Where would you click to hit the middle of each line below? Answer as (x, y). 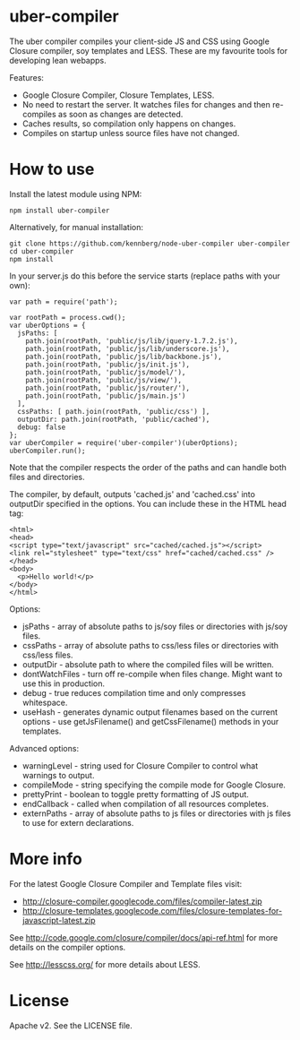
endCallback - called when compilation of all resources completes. (145, 804)
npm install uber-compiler (60, 211)
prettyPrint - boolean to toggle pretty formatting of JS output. (135, 794)
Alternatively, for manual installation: (77, 227)
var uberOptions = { (48, 325)
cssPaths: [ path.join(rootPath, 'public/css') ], (114, 411)
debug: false (42, 427)
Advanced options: (44, 748)
